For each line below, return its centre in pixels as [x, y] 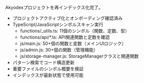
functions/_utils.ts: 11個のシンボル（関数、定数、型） [75, 31]
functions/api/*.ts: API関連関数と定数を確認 [65, 37]
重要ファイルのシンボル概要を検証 [48, 69]
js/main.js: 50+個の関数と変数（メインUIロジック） [73, 44]
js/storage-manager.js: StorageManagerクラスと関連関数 [79, 56]
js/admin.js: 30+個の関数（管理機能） [59, 50]
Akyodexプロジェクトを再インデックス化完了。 [54, 7]
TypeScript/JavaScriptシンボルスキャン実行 [58, 25]
